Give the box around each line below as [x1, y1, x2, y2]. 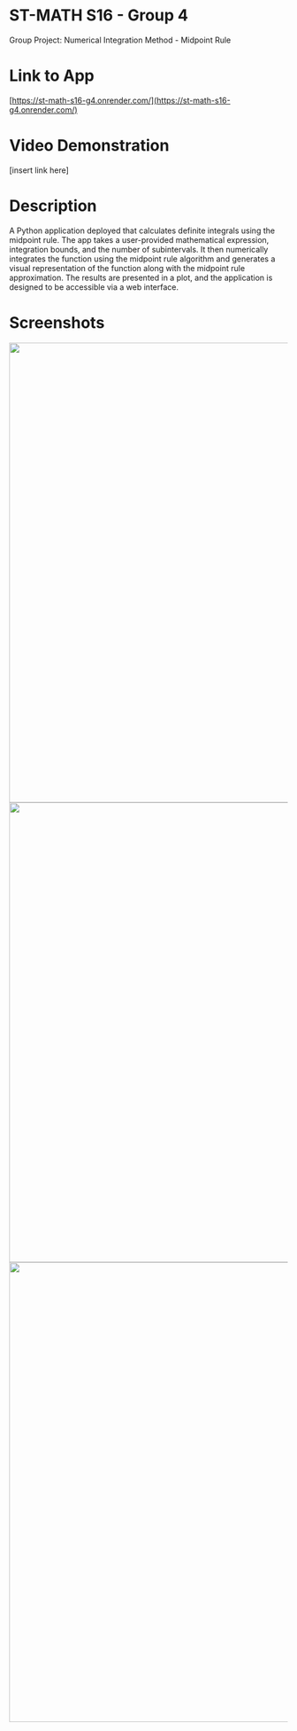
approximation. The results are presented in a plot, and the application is [9, 272, 273, 283]
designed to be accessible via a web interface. [9, 281, 179, 292]
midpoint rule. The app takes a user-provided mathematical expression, [9, 234, 270, 245]
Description [9, 196, 97, 215]
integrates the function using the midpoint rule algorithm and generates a [9, 253, 276, 264]
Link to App [9, 66, 95, 86]
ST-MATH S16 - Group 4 [9, 5, 188, 26]
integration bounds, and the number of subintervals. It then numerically [9, 244, 269, 254]
